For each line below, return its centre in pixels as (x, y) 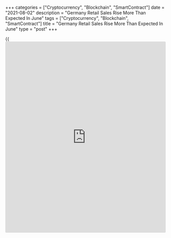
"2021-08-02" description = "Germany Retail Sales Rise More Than (76, 13)
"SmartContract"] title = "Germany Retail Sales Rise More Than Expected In (84, 23)
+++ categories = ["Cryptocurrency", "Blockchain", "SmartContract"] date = (85, 7)
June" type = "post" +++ (31, 29)
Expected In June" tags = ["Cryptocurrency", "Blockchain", (67, 18)
